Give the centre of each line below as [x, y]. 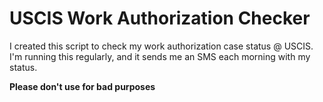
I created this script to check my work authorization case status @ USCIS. [161, 46]
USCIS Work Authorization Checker [160, 18]
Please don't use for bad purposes [82, 86]
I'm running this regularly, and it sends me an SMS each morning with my [160, 56]
